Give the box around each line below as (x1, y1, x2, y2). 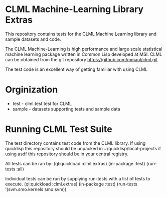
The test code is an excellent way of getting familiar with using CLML (5, 66, 148, 72)
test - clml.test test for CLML (12, 101, 72, 107)
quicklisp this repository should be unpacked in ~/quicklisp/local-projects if (5, 145, 161, 151)
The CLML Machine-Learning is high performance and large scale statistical (5, 46, 162, 52)
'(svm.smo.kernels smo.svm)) (5, 186, 67, 192)
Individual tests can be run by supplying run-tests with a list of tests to (5, 175, 150, 181)
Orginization (5, 84, 58, 95)
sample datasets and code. (5, 36, 61, 42)
